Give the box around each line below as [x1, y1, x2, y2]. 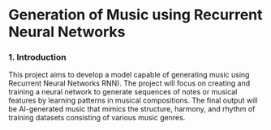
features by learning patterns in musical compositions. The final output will [8, 95, 258, 106]
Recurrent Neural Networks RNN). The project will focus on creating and [8, 78, 251, 88]
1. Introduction [8, 52, 67, 63]
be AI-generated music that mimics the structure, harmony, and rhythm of [8, 104, 256, 114]
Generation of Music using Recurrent [8, 6, 263, 24]
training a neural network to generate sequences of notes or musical [8, 87, 238, 97]
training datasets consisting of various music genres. [8, 113, 186, 123]
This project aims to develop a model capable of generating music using [8, 70, 250, 80]
